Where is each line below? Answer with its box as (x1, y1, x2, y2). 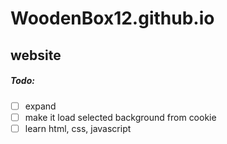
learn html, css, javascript (24, 122, 132, 134)
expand (24, 100, 57, 112)
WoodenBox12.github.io (10, 7, 215, 30)
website (10, 47, 62, 64)
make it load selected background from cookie (24, 111, 217, 123)
